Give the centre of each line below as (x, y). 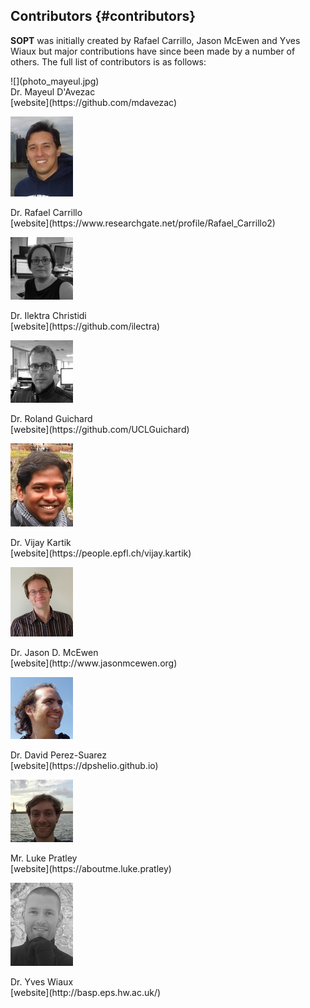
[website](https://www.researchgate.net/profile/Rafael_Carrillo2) (143, 223)
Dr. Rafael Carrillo (46, 212)
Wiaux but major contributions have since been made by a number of (153, 51)
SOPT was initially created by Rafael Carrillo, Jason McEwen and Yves (155, 40)
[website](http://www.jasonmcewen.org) (94, 663)
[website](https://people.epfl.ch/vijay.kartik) (101, 553)
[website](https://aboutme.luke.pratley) (91, 868)
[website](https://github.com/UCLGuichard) (100, 429)
